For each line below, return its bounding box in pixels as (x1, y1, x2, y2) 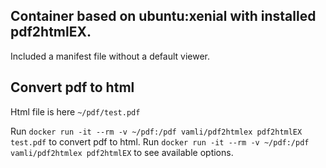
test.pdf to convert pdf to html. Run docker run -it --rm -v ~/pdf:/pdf (10, 135, 310, 148)
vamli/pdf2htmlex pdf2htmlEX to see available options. (10, 146, 234, 158)
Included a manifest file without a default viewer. (10, 50, 211, 62)
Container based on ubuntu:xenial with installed (10, 8, 317, 25)
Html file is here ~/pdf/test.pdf (10, 105, 141, 118)
